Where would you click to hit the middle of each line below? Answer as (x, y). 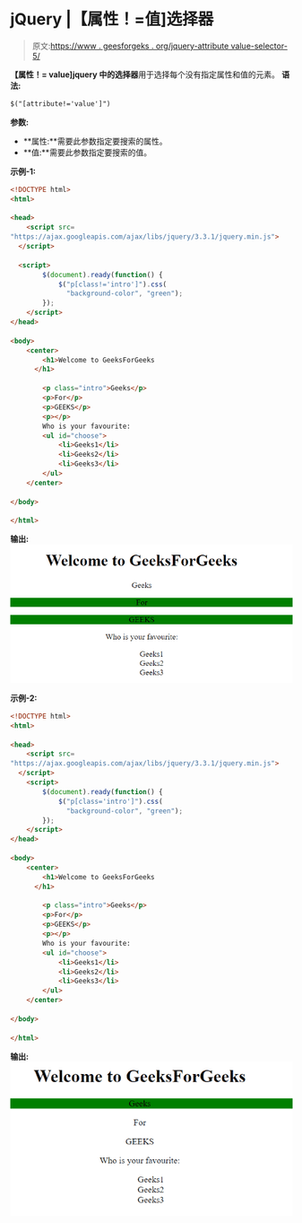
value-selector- (259, 46)
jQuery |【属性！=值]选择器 (112, 19)
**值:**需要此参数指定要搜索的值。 (87, 152)
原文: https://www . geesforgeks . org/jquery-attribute (130, 46)
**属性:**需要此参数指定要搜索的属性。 (95, 141)
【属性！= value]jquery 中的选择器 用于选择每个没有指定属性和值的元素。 (145, 74)
